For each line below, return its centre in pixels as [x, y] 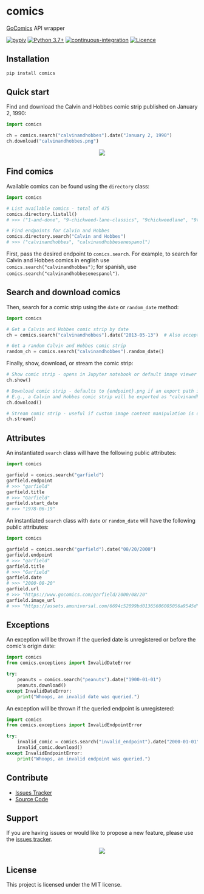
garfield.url [23, 589]
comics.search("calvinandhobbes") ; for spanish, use [71, 267]
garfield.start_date [32, 503]
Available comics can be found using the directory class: [78, 186]
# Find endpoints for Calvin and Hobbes [58, 231]
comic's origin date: [31, 646]
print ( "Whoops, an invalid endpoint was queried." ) [84, 759]
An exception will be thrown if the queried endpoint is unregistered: [90, 708]
